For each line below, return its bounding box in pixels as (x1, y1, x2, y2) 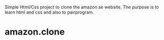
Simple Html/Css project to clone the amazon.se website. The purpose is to (4, 4, 160, 10)
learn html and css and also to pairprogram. (4, 9, 94, 15)
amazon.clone (4, 26, 65, 38)
